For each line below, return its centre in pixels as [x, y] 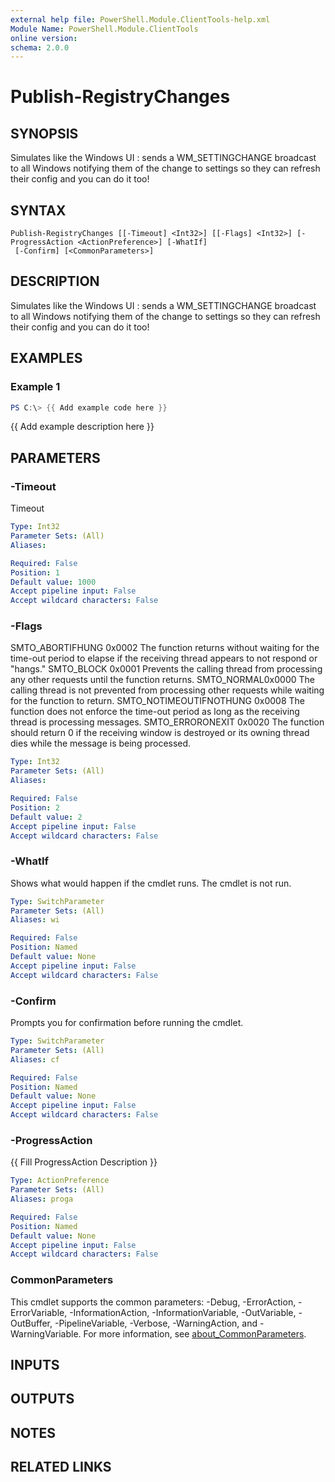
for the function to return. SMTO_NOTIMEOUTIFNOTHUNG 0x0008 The [158, 701]
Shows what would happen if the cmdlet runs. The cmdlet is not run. [151, 883]
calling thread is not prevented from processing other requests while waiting [167, 690]
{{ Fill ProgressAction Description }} [84, 1162]
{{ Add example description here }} [82, 427]
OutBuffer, [31, 1323]
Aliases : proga [42, 1199]
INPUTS [35, 1365]
